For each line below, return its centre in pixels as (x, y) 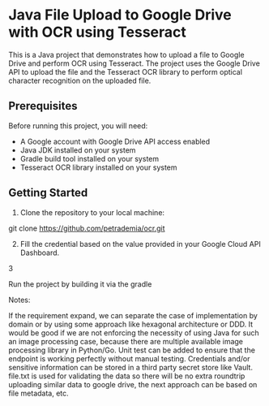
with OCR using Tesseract (97, 32)
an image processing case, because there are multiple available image (126, 341)
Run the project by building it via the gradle (80, 284)
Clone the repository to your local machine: (92, 212)
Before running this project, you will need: (78, 125)
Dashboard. (40, 253)
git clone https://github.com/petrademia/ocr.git (87, 228)
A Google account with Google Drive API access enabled (115, 141)
